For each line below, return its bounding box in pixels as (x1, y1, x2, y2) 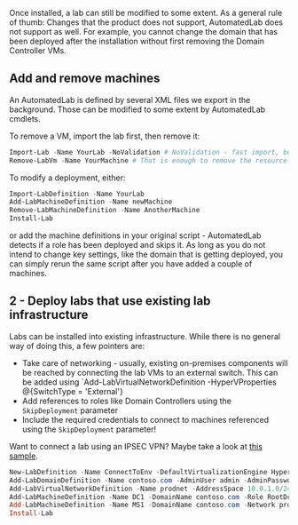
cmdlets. (9, 113, 42, 123)
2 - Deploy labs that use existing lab (9, 293, 211, 309)
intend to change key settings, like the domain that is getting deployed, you (9, 249, 284, 260)
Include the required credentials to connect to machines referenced (21, 414, 270, 425)
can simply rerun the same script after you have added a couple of (9, 259, 253, 269)
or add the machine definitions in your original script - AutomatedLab (9, 230, 262, 241)
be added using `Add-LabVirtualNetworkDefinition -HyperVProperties (21, 377, 277, 387)
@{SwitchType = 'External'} (21, 386, 124, 396)
